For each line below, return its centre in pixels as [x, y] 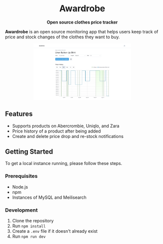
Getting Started [29, 151]
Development [22, 210]
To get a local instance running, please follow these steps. [64, 163]
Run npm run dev [29, 236]
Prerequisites [21, 176]
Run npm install [29, 226]
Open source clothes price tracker [82, 22]
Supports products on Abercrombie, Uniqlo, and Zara [66, 126]
